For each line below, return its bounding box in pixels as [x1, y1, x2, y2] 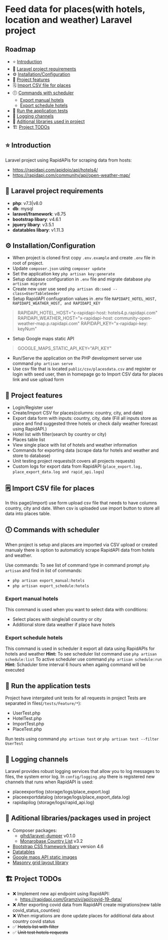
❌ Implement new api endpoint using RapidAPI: [12, 890, 110, 897]
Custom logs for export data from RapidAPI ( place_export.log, [12, 463, 143, 469]
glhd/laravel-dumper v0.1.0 [20, 832, 76, 839]
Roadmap [5, 45, 36, 53]
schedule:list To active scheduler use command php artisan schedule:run [5, 656, 162, 663]
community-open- [114, 315, 152, 321]
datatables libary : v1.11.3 [12, 227, 64, 233]
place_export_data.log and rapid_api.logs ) [12, 469, 104, 475]
